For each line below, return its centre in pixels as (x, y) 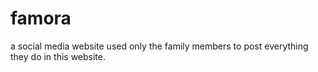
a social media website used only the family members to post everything (159, 46)
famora (41, 18)
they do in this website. (58, 56)
